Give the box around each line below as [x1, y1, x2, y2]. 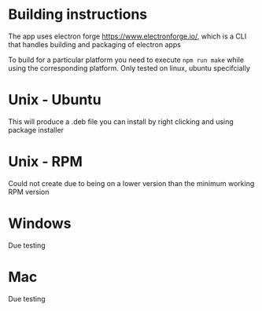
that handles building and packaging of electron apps [8, 39, 181, 49]
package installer [8, 125, 65, 134]
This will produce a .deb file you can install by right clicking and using [8, 116, 234, 126]
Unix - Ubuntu [8, 91, 101, 109]
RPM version [8, 187, 50, 196]
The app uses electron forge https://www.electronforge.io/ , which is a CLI [8, 31, 247, 41]
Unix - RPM [8, 153, 83, 170]
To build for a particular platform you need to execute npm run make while [8, 55, 245, 64]
